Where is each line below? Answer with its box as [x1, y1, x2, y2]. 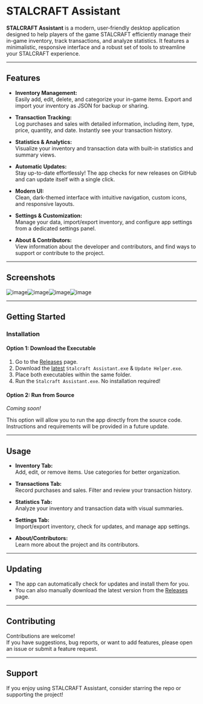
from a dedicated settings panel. [14, 225, 96, 232]
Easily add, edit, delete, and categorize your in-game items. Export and [14, 95, 192, 103]
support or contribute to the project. [14, 249, 105, 256]
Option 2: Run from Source [6, 391, 74, 398]
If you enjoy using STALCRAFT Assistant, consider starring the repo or [6, 684, 181, 691]
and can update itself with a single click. [14, 175, 115, 182]
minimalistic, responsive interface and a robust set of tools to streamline [6, 44, 186, 51]
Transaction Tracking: [14, 114, 72, 121]
